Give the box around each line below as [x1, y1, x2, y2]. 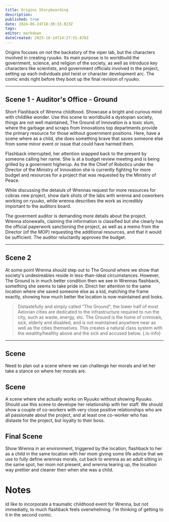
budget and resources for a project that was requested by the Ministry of [5, 172, 156, 178]
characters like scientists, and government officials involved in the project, [5, 65, 159, 71]
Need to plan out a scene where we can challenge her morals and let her [5, 363, 156, 369]
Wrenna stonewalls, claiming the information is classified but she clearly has [5, 218, 163, 224]
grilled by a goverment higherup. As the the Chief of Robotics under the [5, 161, 154, 167]
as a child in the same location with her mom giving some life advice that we [5, 451, 163, 457]
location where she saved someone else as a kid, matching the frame [5, 288, 149, 294]
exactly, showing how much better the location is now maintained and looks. [5, 293, 163, 300]
